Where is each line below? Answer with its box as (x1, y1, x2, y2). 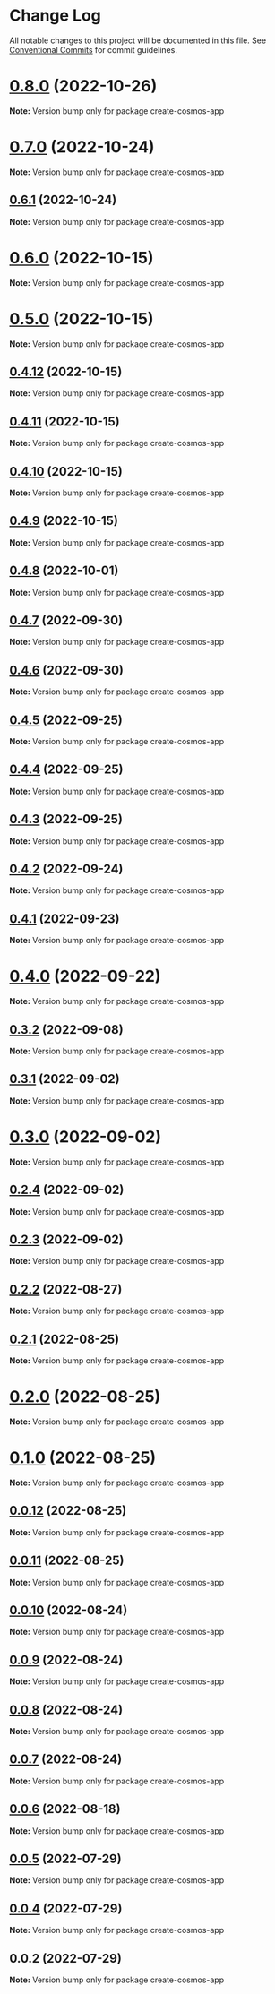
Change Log (9, 5, 101, 26)
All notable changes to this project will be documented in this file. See (9, 35, 267, 46)
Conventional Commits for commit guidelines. (9, 44, 177, 55)
